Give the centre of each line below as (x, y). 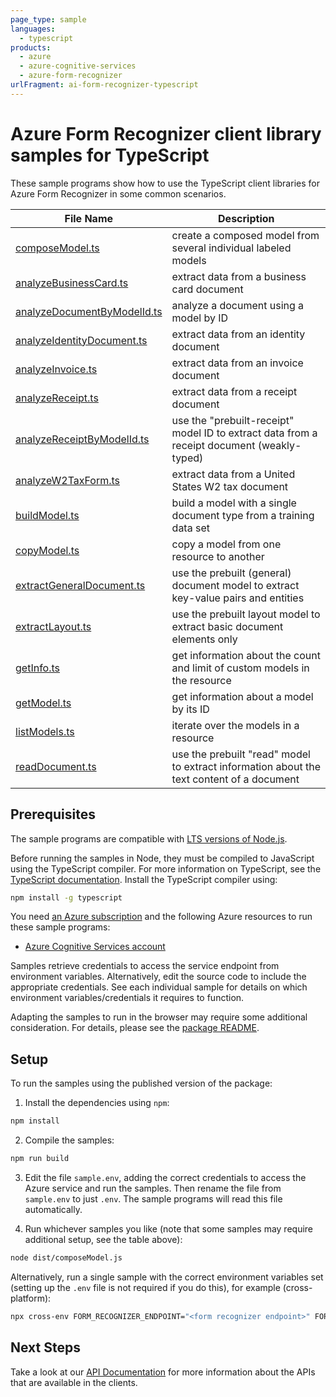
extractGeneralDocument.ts (80, 585)
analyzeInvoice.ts (56, 369)
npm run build (40, 1159)
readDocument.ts (56, 766)
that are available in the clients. (74, 1382)
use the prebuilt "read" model (241, 754)
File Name (89, 218)
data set (190, 528)
